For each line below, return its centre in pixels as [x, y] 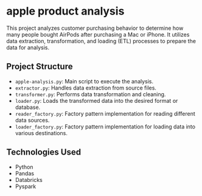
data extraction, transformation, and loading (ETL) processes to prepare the [101, 41]
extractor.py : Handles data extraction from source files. [86, 88]
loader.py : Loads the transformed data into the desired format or [96, 100]
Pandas [25, 173]
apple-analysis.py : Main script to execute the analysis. [84, 81]
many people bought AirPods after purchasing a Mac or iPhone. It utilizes [98, 34]
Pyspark [26, 186]
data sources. [32, 120]
